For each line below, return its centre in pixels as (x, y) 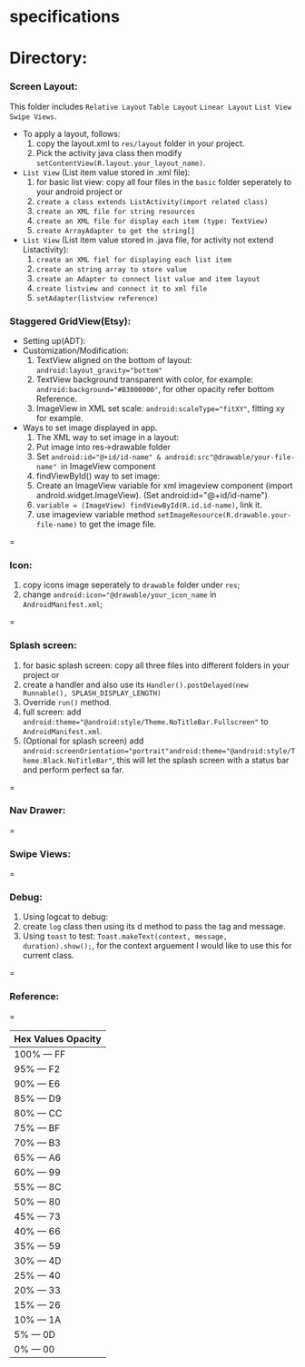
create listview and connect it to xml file (122, 289)
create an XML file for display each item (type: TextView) (152, 221)
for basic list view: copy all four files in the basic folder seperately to (164, 182)
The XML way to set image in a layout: (108, 437)
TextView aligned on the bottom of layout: (114, 359)
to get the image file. (118, 524)
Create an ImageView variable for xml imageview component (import (164, 485)
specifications (65, 17)
